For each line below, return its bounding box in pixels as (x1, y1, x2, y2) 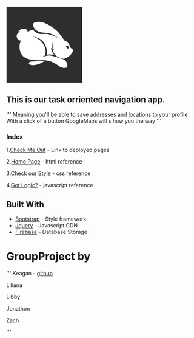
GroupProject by (6, 250, 91, 263)
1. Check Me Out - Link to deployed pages (6, 147, 110, 154)
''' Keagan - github (6, 269, 53, 277)
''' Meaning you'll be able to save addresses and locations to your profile (6, 111, 188, 118)
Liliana (6, 281, 23, 289)
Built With (6, 199, 44, 210)
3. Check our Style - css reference (6, 170, 91, 177)
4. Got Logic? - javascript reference (6, 182, 93, 189)
